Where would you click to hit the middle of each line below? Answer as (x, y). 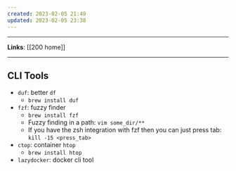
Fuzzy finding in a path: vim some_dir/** (86, 122)
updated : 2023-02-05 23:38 (47, 20)
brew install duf (53, 101)
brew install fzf (53, 116)
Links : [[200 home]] (36, 47)
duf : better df (37, 93)
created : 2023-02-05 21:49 (47, 14)
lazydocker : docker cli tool (55, 160)
